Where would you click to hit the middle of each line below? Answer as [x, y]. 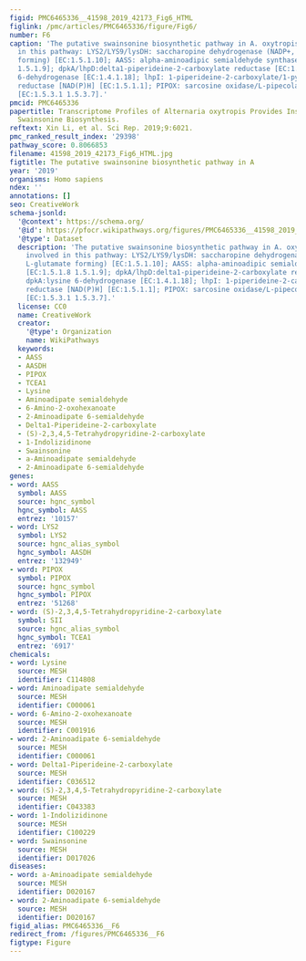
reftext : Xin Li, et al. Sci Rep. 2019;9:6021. [102, 129]
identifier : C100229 [56, 832]
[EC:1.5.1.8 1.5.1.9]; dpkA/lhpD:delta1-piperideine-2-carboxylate [156, 273]
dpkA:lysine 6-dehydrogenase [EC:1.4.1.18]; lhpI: [124, 281]
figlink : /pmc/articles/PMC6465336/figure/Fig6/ [103, 26]
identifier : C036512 [56, 781]
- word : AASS [34, 485]
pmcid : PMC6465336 [44, 103]
